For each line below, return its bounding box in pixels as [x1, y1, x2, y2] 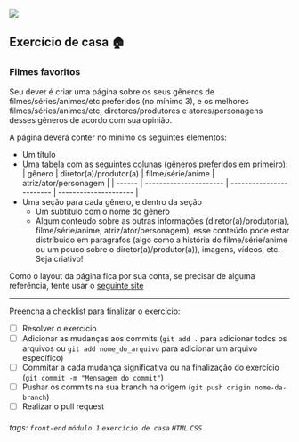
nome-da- [255, 383, 287, 392]
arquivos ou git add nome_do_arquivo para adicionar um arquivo [21, 343, 258, 354]
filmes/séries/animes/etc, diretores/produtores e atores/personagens [9, 105, 263, 116]
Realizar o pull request [21, 401, 105, 412]
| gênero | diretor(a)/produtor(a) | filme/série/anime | [21, 168, 215, 178]
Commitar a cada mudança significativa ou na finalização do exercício [21, 362, 280, 372]
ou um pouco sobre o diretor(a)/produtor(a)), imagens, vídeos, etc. [35, 243, 280, 254]
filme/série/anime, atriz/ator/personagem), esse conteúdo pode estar [35, 225, 290, 235]
